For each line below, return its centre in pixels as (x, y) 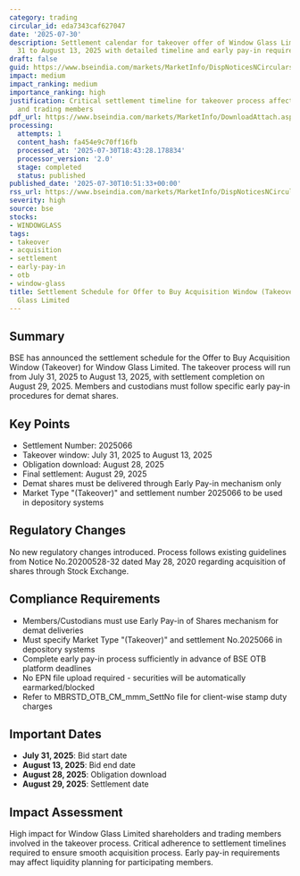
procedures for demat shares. (64, 396)
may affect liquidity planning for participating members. (112, 863)
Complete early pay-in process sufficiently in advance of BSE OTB (144, 659)
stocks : (24, 217)
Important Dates (55, 734)
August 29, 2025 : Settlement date (85, 784)
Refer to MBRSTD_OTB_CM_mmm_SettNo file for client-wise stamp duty (154, 696)
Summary (37, 336)
